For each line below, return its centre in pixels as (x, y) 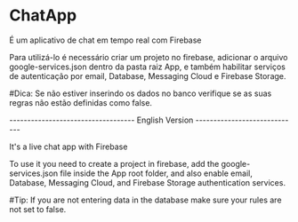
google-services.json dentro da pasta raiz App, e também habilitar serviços (148, 67)
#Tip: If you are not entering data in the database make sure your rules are (145, 200)
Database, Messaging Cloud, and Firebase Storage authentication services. (148, 182)
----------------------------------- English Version (101, 120)
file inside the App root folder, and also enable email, (157, 173)
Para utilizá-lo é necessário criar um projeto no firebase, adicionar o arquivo (149, 57)
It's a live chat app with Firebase (68, 147)
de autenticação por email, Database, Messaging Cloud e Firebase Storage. (148, 75)
